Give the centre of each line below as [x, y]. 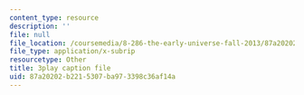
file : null [30, 34]
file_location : [38, 43]
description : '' [40, 26]
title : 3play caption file [60, 69]
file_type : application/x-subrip [72, 52]
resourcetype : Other [48, 60]
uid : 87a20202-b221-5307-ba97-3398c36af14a [93, 77]
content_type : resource [54, 18]
